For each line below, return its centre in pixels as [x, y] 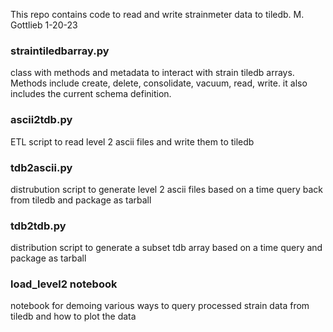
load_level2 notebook [64, 284]
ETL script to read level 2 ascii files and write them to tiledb [132, 141]
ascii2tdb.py [41, 120]
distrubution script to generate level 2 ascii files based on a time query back [167, 189]
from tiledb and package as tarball [81, 200]
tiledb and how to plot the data [73, 316]
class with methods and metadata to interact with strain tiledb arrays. [152, 73]
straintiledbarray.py [60, 51]
